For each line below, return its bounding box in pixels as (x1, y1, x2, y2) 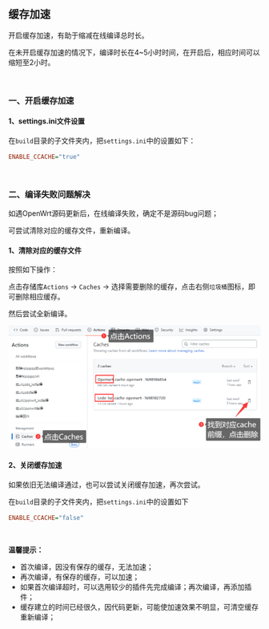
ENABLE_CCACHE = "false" (8, 514, 84, 522)
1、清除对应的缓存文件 (8, 246, 82, 255)
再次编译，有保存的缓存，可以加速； (19, 572, 140, 582)
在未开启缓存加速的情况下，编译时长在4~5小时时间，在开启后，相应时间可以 (8, 47, 260, 57)
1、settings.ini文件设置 (8, 116, 86, 126)
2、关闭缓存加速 (8, 461, 62, 470)
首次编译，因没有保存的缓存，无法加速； (19, 562, 154, 571)
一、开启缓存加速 (8, 95, 74, 106)
